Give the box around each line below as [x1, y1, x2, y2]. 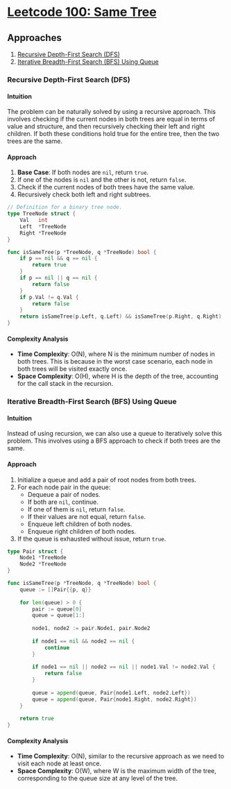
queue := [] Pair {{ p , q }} [19, 586, 92, 593]
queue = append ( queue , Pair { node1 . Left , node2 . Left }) [32, 689, 191, 696]
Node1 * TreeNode [19, 554, 67, 561]
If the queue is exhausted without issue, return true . [17, 534, 166, 543]
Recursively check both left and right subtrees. [17, 190, 151, 198]
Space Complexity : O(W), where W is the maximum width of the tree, [17, 767, 216, 775]
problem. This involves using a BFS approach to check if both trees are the [7, 436, 221, 445]
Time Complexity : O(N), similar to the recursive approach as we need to [17, 752, 224, 761]
